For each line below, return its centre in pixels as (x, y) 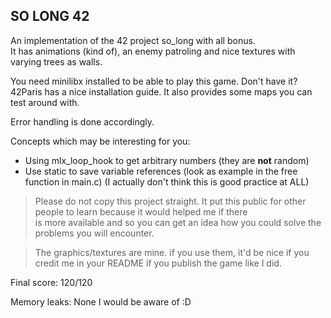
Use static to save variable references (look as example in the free (161, 171)
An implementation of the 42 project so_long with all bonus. (133, 40)
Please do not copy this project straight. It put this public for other (170, 201)
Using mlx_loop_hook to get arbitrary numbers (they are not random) (167, 160)
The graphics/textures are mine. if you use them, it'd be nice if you (172, 252)
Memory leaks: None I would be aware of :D (101, 301)
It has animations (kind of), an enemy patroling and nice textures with (153, 51)
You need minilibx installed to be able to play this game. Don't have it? (154, 81)
